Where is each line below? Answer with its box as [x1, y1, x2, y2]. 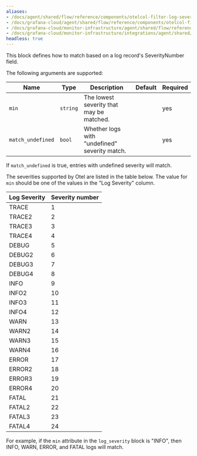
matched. [83, 115, 110, 123]
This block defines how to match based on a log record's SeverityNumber [6, 52, 185, 59]
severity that [83, 101, 118, 108]
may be [83, 108, 104, 116]
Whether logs [83, 125, 121, 132]
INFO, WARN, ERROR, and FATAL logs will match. [6, 444, 124, 450]
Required [162, 83, 188, 91]
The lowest [83, 93, 114, 101]
